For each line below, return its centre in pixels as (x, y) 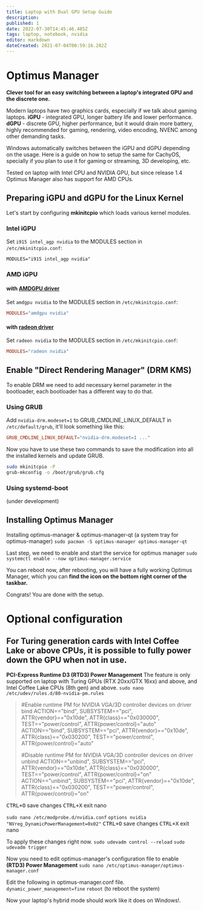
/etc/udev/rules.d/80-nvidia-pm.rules (55, 693)
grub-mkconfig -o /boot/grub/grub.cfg (55, 472)
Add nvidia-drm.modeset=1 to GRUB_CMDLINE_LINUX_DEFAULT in (89, 420)
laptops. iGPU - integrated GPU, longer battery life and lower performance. (99, 117)
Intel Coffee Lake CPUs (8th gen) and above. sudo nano (75, 687)
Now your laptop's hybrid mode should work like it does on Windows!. (94, 900)
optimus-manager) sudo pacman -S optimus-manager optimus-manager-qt (97, 541)
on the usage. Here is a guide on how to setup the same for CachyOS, (93, 154)
